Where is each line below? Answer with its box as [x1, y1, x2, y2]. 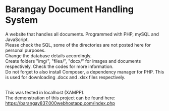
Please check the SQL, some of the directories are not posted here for [5, 42, 151, 48]
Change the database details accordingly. [5, 52, 92, 59]
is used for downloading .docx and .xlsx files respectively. [5, 74, 126, 80]
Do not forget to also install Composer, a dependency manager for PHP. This [5, 68, 164, 75]
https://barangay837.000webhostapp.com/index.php [5, 100, 115, 106]
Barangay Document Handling [5, 4, 134, 15]
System [5, 14, 38, 26]
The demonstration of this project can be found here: [5, 95, 116, 101]
